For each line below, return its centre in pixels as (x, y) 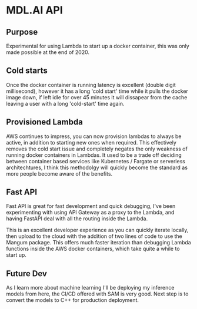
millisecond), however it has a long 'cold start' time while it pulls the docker (97, 91)
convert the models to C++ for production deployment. (73, 300)
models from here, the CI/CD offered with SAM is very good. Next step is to (97, 294)
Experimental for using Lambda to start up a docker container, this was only (98, 46)
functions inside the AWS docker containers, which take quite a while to (93, 249)
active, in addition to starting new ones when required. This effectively (91, 142)
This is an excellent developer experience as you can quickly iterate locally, (97, 230)
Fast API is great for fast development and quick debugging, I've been (91, 206)
